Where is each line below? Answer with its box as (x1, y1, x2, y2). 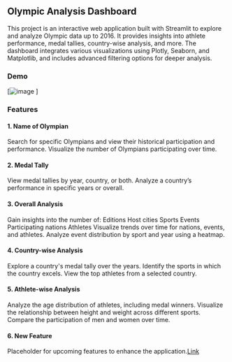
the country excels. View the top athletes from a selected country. (7, 269, 197, 277)
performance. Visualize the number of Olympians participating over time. (7, 145, 217, 153)
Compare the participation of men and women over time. (7, 316, 171, 324)
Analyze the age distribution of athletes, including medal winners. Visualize (7, 301, 224, 310)
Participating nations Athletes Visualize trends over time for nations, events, (7, 223, 225, 231)
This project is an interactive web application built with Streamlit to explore (7, 24, 222, 32)
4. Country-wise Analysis (7, 246, 83, 254)
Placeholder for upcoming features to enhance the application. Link (7, 347, 200, 356)
